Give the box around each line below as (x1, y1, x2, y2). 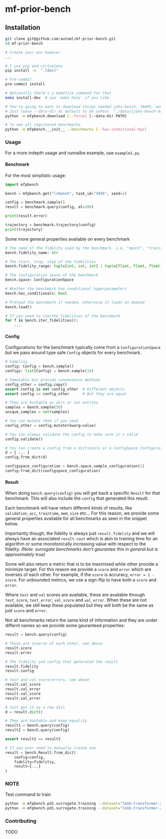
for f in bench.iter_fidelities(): (5, 318, 79, 323)
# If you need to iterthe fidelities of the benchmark (5, 314, 121, 319)
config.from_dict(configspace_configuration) (5, 468, 100, 473)
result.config (5, 668, 35, 673)
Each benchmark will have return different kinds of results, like (5, 505, 132, 511)
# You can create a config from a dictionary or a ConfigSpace (5, 446, 138, 451)
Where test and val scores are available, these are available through (5, 592, 145, 598)
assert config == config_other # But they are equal (5, 391, 127, 396)
